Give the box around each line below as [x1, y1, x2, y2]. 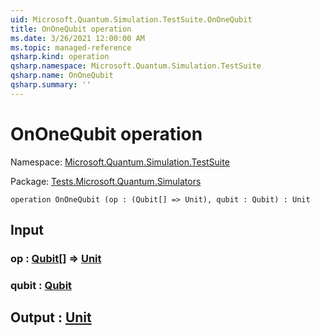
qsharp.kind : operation [10, 52, 110, 62]
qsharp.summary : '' [10, 80, 92, 90]
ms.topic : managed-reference [10, 42, 132, 53]
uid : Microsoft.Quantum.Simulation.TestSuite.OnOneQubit [10, 14, 253, 25]
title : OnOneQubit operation [10, 24, 132, 34]
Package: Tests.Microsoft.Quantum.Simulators [10, 175, 202, 187]
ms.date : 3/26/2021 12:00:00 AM [10, 33, 145, 43]
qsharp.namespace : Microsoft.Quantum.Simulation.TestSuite [10, 61, 262, 71]
